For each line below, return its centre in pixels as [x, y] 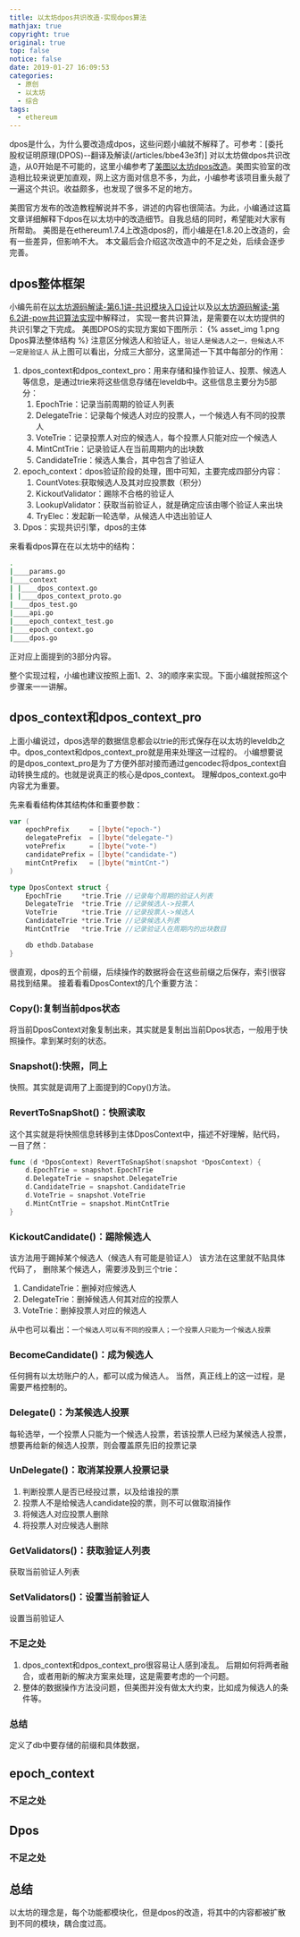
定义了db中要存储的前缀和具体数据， [77, 1745]
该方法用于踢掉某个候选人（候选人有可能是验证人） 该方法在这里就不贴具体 [147, 1258]
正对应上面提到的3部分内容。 [62, 656]
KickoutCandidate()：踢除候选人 [80, 1236]
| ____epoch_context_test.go [62, 622]
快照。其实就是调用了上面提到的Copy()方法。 [92, 1088]
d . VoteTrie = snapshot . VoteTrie [85, 1196]
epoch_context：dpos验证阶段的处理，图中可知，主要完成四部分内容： [152, 471]
